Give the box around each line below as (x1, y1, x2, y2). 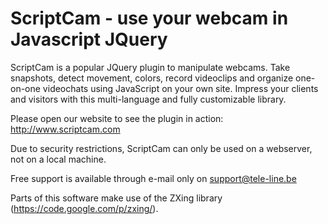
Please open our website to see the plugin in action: (10, 112, 224, 124)
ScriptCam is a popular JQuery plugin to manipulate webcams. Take (10, 61, 291, 73)
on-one (10, 82, 41, 94)
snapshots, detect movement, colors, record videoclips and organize (10, 72, 294, 84)
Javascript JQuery (10, 28, 168, 51)
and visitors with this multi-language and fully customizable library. (10, 93, 287, 105)
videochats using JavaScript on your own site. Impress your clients (42, 82, 319, 94)
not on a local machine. (10, 153, 107, 165)
